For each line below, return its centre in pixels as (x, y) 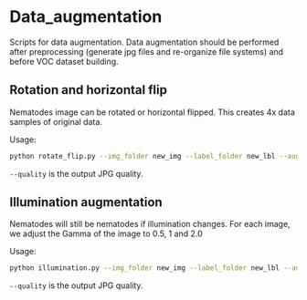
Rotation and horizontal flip (88, 90)
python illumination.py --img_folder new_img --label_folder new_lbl (145, 268)
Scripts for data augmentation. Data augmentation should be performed (144, 42)
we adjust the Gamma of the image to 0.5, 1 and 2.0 (106, 233)
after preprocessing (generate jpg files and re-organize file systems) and (147, 51)
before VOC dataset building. (64, 61)
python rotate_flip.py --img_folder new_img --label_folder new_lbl (143, 156)
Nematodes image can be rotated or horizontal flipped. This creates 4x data (152, 112)
